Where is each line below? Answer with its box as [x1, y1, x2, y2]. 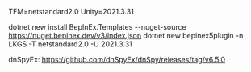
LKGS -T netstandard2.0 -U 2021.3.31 [8, 39, 133, 49]
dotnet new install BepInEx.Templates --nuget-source [8, 22, 187, 31]
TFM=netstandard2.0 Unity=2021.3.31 [8, 7, 135, 16]
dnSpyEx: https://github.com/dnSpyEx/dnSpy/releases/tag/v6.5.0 [8, 55, 226, 64]
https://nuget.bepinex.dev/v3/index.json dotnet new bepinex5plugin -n [8, 31, 244, 40]
